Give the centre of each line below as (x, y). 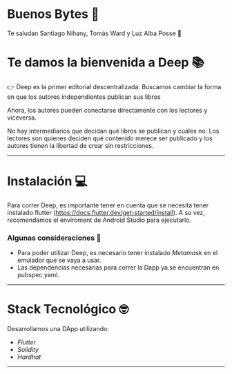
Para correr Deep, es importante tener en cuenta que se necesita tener (108, 205)
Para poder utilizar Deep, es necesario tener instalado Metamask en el (117, 253)
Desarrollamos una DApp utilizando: (58, 329)
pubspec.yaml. (38, 275)
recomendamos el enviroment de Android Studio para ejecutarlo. (99, 220)
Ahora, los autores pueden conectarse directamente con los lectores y (107, 110)
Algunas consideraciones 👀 (54, 238)
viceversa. (22, 118)
